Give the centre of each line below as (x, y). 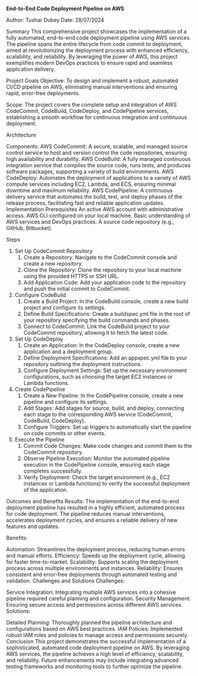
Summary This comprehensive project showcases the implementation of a (97, 31)
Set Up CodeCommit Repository (53, 251)
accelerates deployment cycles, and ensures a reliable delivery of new (92, 520)
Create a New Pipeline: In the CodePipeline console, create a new (103, 395)
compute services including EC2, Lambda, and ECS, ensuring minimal (91, 184)
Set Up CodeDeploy (39, 339)
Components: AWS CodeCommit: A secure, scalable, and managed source (97, 146)
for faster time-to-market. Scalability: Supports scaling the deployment (92, 562)
